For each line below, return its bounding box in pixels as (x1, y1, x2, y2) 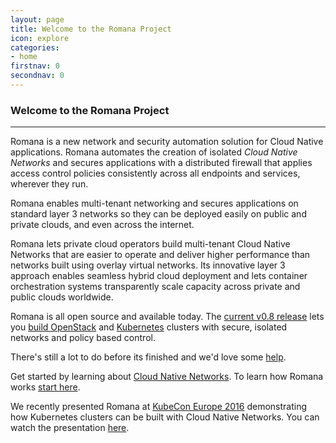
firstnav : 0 (10, 61, 60, 71)
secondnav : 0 (10, 71, 65, 81)
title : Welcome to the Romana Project (10, 24, 172, 34)
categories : (10, 42, 60, 53)
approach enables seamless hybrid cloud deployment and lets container (10, 270, 308, 282)
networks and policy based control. (10, 332, 156, 344)
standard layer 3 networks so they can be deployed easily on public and (10, 208, 307, 220)
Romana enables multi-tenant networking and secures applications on (10, 197, 299, 210)
